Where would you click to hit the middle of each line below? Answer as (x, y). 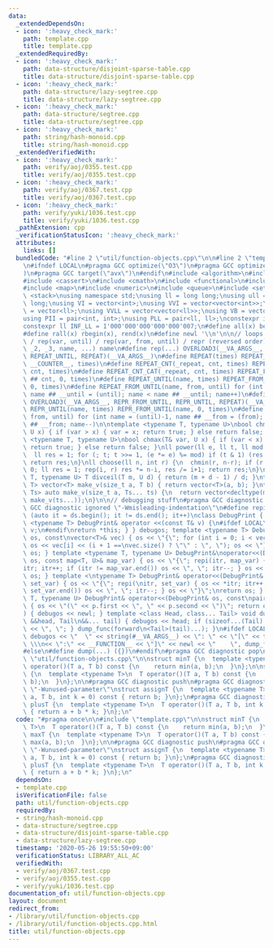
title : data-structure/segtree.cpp (83, 122)
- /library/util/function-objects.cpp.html (83, 924)
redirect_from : (34, 909)
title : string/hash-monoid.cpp (76, 144)
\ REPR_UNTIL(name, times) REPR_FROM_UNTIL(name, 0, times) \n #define (143, 409)
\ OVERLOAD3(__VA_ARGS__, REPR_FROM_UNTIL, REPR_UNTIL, (120, 402)
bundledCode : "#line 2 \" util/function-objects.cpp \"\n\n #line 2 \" (134, 258)
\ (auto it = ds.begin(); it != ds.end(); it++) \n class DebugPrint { (143, 515)
